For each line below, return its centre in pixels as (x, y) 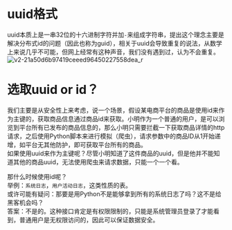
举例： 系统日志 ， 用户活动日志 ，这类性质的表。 (69, 185)
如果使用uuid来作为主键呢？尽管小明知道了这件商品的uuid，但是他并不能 (111, 153)
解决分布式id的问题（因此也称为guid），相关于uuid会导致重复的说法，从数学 (115, 43)
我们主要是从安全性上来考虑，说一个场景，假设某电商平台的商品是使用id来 (113, 110)
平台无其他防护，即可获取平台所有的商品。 (86, 144)
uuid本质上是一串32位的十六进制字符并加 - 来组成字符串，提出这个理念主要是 (116, 35)
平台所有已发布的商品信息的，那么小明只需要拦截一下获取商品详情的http (122, 127)
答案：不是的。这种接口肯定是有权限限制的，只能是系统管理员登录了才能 (110, 211)
